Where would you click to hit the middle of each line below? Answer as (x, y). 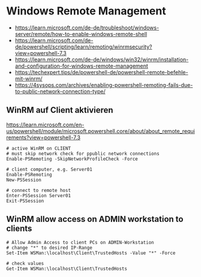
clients (19, 229)
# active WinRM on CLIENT (38, 148)
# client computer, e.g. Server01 (49, 169)
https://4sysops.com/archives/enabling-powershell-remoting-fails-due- (104, 85)
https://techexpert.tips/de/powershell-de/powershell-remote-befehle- (101, 72)
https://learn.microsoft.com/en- (45, 125)
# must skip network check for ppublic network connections (83, 153)
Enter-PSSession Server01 (38, 195)
